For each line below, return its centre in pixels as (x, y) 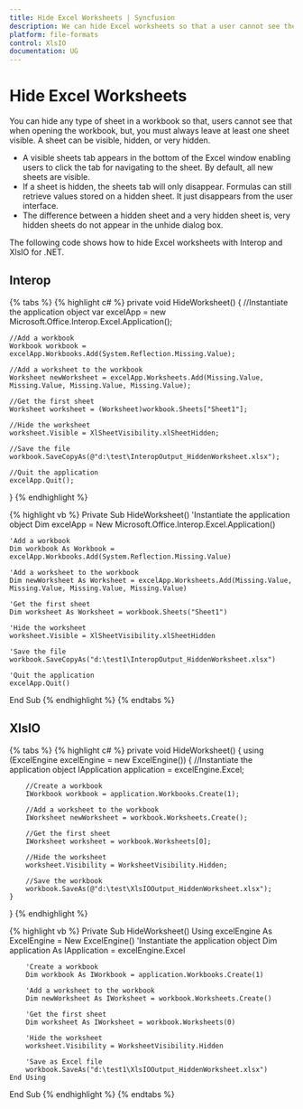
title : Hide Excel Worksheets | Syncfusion (92, 18)
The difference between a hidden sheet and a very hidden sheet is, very (156, 216)
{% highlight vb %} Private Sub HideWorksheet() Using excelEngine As (141, 931)
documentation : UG (44, 52)
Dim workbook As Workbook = (62, 549)
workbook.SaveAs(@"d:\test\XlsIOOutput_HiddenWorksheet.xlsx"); (149, 888)
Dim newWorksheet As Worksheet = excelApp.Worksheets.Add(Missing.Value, (151, 580)
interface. (40, 206)
